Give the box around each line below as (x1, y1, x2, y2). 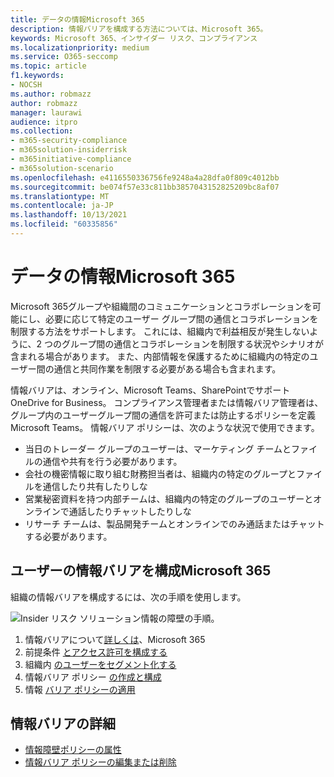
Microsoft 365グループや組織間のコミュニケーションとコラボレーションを (10, 300, 313, 312)
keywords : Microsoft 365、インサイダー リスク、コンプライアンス (10, 33, 258, 43)
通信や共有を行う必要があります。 (42, 455, 183, 467)
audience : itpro (10, 117, 78, 127)
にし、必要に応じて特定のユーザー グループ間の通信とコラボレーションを (18, 312, 319, 325)
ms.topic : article (10, 61, 87, 71)
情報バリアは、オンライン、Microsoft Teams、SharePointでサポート (10, 384, 291, 396)
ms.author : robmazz (10, 89, 92, 99)
